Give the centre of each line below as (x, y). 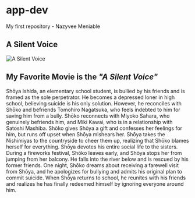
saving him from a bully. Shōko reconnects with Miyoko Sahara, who (88, 116)
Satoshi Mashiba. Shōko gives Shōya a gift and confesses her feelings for (94, 128)
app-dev (27, 10)
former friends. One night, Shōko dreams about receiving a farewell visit (93, 165)
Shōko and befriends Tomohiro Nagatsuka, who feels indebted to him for (93, 109)
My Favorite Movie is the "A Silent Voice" (82, 77)
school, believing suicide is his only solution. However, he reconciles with (94, 103)
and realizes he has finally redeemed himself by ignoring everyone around (95, 183)
